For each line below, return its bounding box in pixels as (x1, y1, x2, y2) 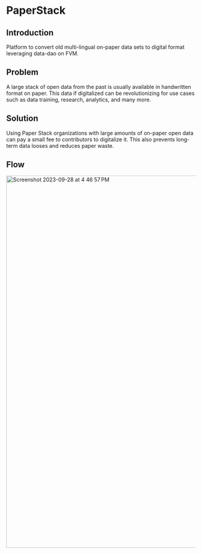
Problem (6, 67, 39, 78)
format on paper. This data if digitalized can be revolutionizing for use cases (6, 90, 195, 97)
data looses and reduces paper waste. (19, 142, 114, 149)
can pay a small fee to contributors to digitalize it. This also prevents (6, 136, 176, 143)
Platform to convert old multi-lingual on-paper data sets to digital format (6, 43, 185, 50)
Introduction (6, 28, 54, 38)
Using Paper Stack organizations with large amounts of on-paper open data (6, 129, 194, 136)
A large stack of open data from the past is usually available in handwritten (6, 83, 191, 90)
